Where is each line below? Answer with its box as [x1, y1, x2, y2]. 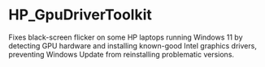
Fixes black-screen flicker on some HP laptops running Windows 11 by [8, 32, 243, 42]
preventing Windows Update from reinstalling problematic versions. [8, 49, 234, 59]
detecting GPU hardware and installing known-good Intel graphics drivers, [8, 40, 258, 50]
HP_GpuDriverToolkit [8, 6, 153, 24]
